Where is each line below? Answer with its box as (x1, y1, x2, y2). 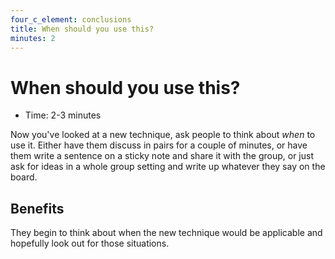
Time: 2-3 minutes (24, 109, 102, 121)
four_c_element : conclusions (10, 14, 132, 25)
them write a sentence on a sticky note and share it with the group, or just (10, 150, 314, 162)
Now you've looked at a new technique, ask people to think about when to (10, 129, 316, 141)
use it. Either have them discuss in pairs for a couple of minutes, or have (10, 139, 308, 151)
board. (10, 171, 38, 183)
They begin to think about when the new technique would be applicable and (10, 227, 323, 239)
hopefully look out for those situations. (10, 237, 170, 250)
